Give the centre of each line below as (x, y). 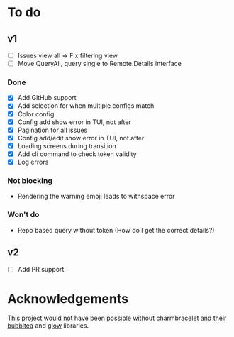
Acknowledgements (68, 298)
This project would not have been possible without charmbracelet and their (117, 318)
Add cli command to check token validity (77, 154)
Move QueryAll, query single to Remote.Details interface (100, 64)
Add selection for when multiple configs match (86, 106)
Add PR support (41, 270)
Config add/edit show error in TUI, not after (81, 138)
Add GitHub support (47, 98)
